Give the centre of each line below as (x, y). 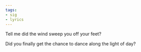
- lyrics (15, 19)
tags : (11, 10)
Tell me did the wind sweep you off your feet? (53, 34)
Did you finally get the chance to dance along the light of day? (71, 44)
